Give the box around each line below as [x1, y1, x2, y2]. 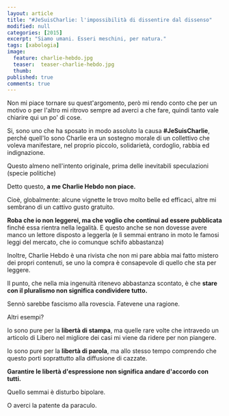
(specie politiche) [7, 169, 56, 178]
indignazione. [7, 149, 46, 157]
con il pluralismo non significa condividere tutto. [7, 286, 148, 295]
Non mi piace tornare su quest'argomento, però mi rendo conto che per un [7, 99, 217, 107]
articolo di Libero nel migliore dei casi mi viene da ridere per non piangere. [7, 334, 217, 342]
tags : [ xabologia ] [7, 42, 59, 49]
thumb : [13, 67, 32, 74]
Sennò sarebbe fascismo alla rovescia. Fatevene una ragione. [7, 299, 180, 308]
